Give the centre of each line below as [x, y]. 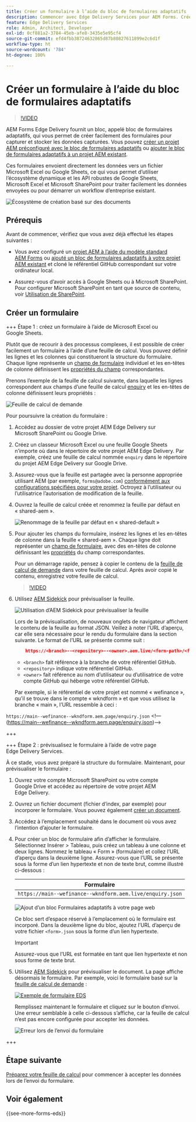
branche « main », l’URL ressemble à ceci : [66, 705]
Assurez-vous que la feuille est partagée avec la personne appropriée [98, 475]
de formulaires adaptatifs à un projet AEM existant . [67, 154]
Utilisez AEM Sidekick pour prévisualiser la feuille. [74, 599]
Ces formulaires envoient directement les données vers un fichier [85, 165]
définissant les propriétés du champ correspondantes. [80, 553]
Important [26, 943]
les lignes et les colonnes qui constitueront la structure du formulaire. [89, 357]
